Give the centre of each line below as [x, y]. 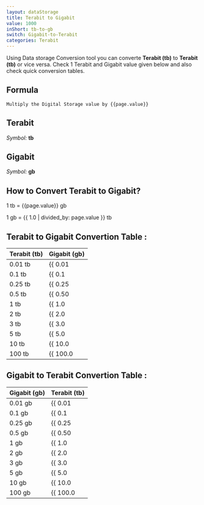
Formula [22, 90]
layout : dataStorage [33, 12]
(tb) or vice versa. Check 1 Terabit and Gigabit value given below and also [99, 64]
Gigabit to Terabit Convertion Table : [77, 376]
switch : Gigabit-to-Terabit [42, 35]
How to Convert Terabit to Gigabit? [74, 191]
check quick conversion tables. [46, 71]
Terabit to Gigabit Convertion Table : [77, 237]
